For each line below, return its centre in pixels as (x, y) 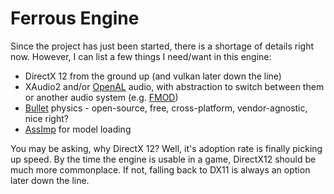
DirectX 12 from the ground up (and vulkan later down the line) (153, 76)
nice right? (46, 118)
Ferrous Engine (75, 18)
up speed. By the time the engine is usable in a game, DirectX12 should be (163, 159)
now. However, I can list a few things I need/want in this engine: (141, 56)
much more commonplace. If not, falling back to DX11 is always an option (160, 169)
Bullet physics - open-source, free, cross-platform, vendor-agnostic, (166, 108)
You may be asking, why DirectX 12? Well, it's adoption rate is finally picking (166, 148)
